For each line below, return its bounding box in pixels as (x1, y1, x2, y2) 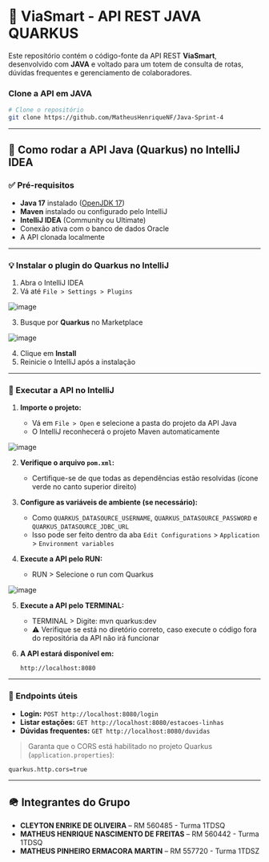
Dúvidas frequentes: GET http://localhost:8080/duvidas (19, 726, 211, 735)
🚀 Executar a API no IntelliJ (8, 384, 114, 395)
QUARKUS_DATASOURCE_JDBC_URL (31, 523, 130, 532)
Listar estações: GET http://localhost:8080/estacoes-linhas (19, 717, 224, 726)
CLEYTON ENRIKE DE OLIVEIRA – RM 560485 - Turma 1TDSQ (19, 821, 226, 831)
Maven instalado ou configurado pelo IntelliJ (19, 206, 168, 216)
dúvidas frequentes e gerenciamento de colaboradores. (8, 67, 192, 77)
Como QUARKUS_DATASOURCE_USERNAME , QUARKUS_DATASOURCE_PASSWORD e (31, 513, 258, 523)
